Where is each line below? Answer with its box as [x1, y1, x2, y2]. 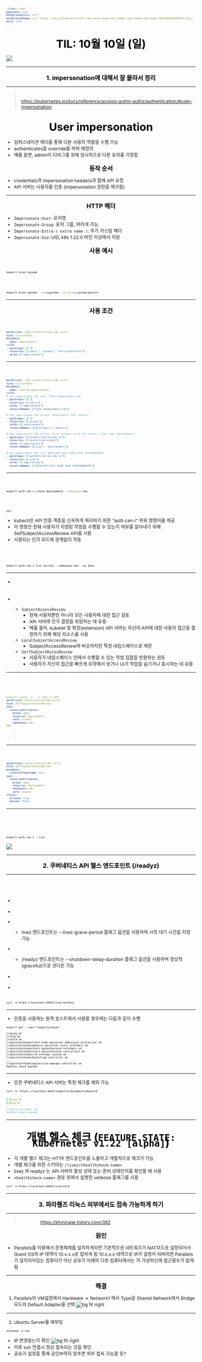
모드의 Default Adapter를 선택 [14, 1301, 75, 1308]
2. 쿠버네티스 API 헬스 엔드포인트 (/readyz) [43, 861, 159, 870]
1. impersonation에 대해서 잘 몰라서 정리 [46, 73, 156, 82]
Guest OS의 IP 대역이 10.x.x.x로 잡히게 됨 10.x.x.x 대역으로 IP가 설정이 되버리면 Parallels [14, 1251, 194, 1257]
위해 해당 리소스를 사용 [43, 631, 89, 638]
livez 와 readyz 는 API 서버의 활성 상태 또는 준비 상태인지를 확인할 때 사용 [14, 1168, 162, 1174]
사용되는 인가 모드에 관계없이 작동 [14, 536, 82, 543]
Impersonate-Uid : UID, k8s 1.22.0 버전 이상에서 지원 [14, 234, 120, 240]
